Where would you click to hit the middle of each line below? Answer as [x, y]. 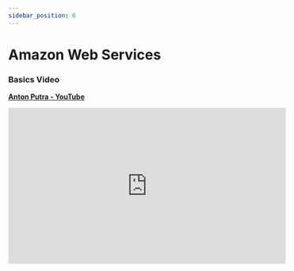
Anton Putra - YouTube [46, 97]
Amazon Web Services [85, 54]
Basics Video [34, 79]
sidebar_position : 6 [42, 15]
